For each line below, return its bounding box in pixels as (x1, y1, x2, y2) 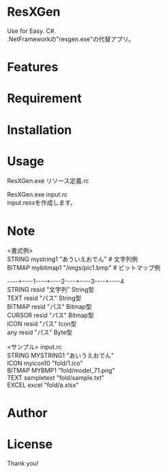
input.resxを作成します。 (7, 199, 76, 207)
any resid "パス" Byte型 (7, 328, 73, 336)
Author (7, 405, 48, 421)
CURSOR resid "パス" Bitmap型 (7, 311, 94, 319)
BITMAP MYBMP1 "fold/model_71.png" (7, 366, 116, 375)
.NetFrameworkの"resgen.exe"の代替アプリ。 (7, 35, 135, 43)
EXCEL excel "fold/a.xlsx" (7, 381, 79, 389)
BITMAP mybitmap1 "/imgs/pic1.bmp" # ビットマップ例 (7, 264, 161, 272)
